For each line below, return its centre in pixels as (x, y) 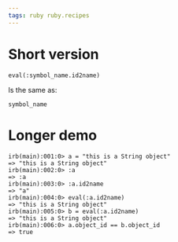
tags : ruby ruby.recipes (49, 15)
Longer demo (52, 135)
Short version (54, 54)
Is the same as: (33, 90)
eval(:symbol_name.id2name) (54, 75)
